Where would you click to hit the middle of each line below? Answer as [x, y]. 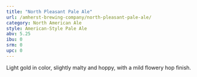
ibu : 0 [14, 39]
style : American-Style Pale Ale [47, 28]
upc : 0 [14, 51]
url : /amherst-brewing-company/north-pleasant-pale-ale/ [79, 17]
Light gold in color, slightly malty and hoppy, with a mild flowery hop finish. [98, 67]
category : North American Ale [44, 23]
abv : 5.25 [19, 34]
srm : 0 [14, 45]
